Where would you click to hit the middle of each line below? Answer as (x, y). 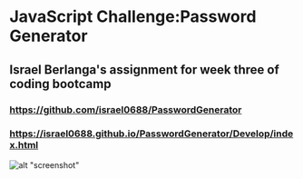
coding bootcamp (60, 84)
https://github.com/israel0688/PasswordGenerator (126, 109)
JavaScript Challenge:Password (133, 17)
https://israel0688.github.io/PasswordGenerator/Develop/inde (151, 134)
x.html (24, 145)
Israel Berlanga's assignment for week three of (144, 70)
